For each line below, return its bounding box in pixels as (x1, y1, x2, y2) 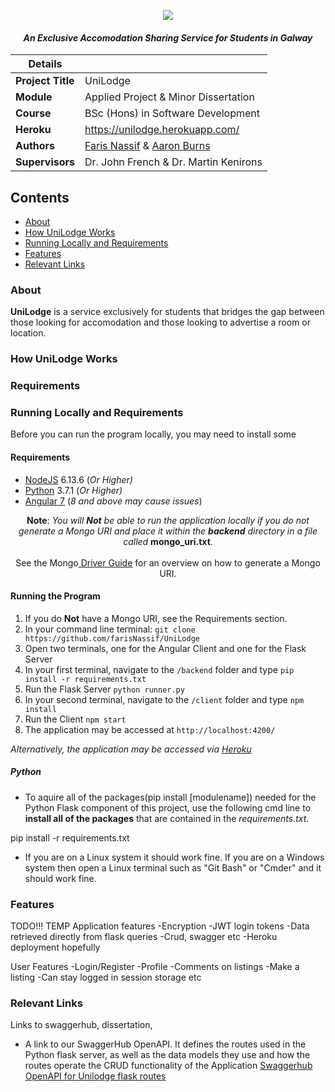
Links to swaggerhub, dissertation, (10, 1019, 153, 1031)
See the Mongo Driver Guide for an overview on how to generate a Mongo (15, 556, 321, 569)
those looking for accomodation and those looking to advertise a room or (10, 316, 311, 329)
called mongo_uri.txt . (123, 535, 213, 547)
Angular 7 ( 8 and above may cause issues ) (24, 495, 203, 507)
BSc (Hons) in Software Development (84, 106, 261, 120)
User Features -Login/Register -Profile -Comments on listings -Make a (10, 961, 300, 973)
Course (15, 106, 52, 120)
